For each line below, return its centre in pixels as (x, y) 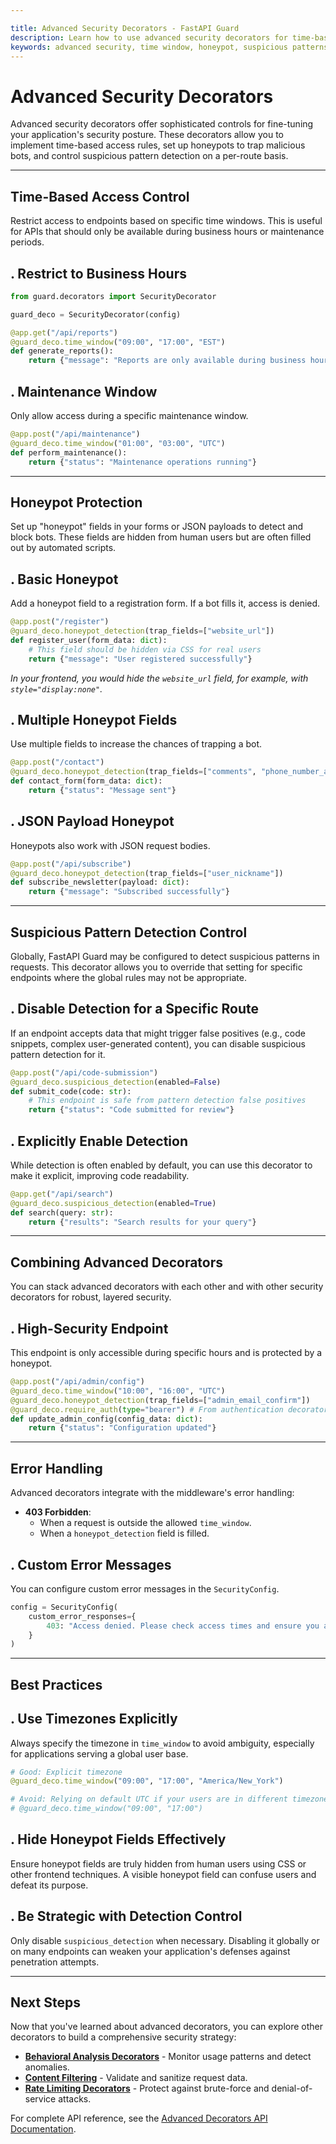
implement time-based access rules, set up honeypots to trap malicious (158, 145)
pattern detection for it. (58, 1054)
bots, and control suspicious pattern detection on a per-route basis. (149, 156)
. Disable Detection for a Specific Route (134, 1009)
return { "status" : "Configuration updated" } (122, 1428)
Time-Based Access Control (100, 196)
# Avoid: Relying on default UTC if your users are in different (149, 1799)
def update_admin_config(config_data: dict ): (106, 1419)
